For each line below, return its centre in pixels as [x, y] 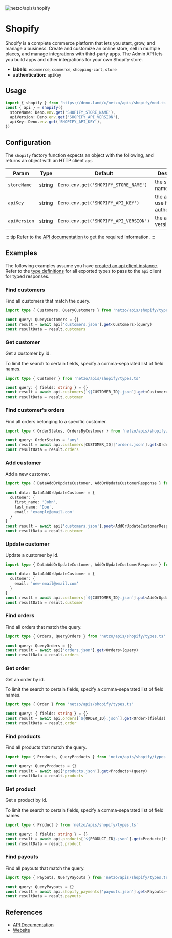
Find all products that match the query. [46, 747]
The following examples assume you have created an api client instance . [82, 265]
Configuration [28, 143]
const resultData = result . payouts [43, 896]
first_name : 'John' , [36, 502]
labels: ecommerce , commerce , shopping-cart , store [64, 69]
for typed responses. [27, 276]
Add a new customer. [28, 474]
